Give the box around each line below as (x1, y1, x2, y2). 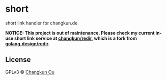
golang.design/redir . (5, 40, 50, 46)
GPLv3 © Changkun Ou (5, 69, 54, 75)
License (5, 56, 31, 64)
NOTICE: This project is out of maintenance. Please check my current (5, 30, 155, 36)
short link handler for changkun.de (5, 20, 78, 26)
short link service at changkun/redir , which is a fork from (14, 35, 137, 41)
